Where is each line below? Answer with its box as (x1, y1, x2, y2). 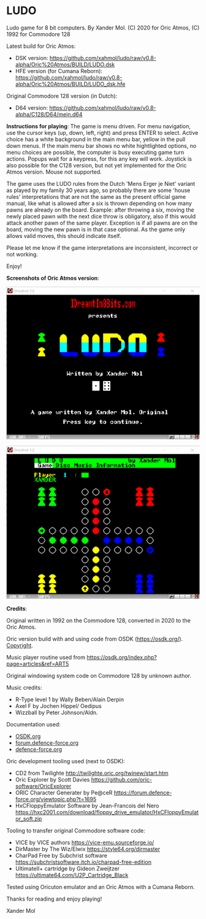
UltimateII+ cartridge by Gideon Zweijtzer (15, 864, 120, 872)
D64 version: (15, 104, 48, 111)
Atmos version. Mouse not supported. (6, 168, 102, 175)
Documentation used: (6, 720, 61, 728)
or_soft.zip (15, 815, 42, 822)
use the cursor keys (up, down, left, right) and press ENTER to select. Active (6, 129, 199, 136)
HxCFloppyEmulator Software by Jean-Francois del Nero (15, 802, 159, 809)
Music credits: (6, 683, 42, 691)
